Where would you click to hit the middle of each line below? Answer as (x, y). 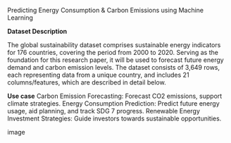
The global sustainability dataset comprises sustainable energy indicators (114, 45)
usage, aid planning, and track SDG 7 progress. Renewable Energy (104, 111)
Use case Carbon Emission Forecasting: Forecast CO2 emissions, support (115, 96)
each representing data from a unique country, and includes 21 (98, 75)
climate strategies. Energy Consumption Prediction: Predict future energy (113, 104)
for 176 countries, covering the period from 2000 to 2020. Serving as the (113, 52)
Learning (20, 18)
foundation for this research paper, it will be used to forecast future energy (115, 60)
